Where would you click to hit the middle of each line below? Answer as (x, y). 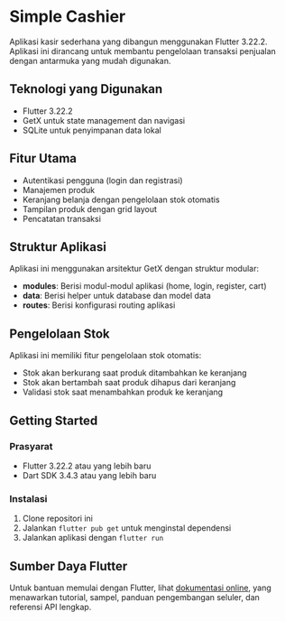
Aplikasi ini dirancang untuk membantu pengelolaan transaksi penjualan (143, 51)
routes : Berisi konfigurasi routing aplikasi (99, 305)
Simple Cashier (68, 17)
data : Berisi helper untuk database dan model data (116, 296)
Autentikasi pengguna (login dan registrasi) (102, 180)
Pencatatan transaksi (62, 218)
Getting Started (54, 420)
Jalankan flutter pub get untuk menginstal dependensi (127, 528)
